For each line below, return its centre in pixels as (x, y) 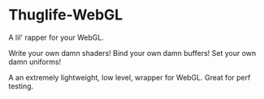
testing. (21, 86)
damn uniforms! (35, 62)
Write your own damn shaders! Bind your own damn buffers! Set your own (132, 53)
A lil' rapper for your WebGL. (56, 37)
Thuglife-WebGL (66, 15)
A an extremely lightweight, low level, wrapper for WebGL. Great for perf (130, 77)
